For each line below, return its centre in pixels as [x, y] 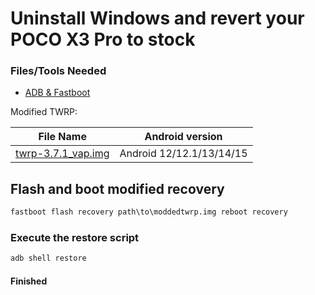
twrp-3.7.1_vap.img [62, 154]
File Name [62, 137]
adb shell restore [48, 258]
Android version [183, 137]
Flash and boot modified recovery [117, 188]
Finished [29, 281]
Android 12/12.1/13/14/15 [183, 154]
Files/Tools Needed [58, 71]
